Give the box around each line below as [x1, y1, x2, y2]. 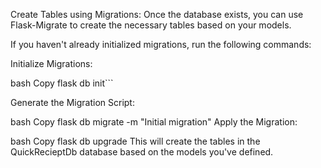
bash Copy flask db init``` [10, 77, 114, 89]
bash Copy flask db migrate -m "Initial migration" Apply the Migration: [10, 116, 298, 128]
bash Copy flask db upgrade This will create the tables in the [10, 135, 261, 147]
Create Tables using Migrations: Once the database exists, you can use [10, 9, 304, 20]
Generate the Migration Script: [10, 97, 135, 108]
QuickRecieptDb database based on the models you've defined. [10, 146, 274, 158]
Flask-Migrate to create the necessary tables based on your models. [10, 19, 292, 31]
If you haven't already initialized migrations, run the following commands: [10, 39, 312, 50]
